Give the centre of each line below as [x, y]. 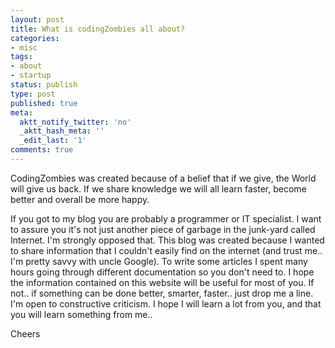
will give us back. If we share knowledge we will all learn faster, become [158, 188]
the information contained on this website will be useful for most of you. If [162, 282]
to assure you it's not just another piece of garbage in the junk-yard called [163, 229]
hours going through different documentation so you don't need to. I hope [162, 272]
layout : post [37, 19]
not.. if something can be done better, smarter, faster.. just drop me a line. [162, 293]
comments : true [42, 150]
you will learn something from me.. [81, 314]
